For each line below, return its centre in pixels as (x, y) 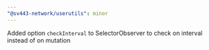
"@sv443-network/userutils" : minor (58, 13)
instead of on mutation (39, 40)
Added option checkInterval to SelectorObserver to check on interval (105, 33)
